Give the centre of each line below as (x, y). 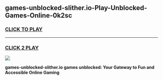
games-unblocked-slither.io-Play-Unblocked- (76, 8)
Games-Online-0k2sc (39, 16)
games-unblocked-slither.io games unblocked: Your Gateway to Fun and (80, 67)
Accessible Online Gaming (32, 72)
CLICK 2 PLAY (22, 48)
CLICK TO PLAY (24, 30)
